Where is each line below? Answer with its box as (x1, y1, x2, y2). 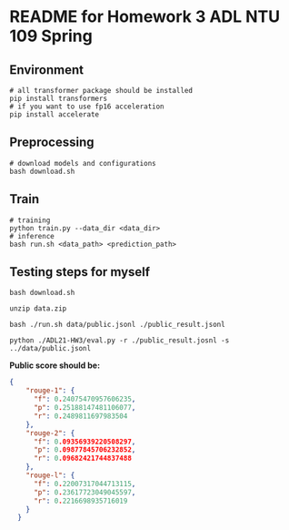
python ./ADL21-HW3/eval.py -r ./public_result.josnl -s (9, 336, 230, 345)
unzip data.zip (9, 304, 67, 313)
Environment (9, 62, 85, 77)
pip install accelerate (9, 110, 100, 119)
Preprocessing (9, 135, 95, 150)
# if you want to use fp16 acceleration (9, 102, 165, 111)
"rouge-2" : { (25, 428, 75, 438)
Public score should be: (9, 360, 101, 371)
